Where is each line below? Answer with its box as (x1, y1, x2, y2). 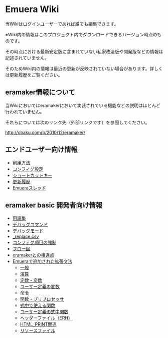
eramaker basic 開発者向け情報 (5, 200, 103, 210)
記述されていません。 (5, 54, 49, 61)
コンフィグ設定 (12, 166, 44, 172)
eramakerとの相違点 (12, 252, 54, 258)
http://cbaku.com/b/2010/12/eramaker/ (5, 129, 86, 136)
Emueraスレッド (12, 185, 47, 191)
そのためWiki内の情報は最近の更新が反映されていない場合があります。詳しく (5, 65, 163, 72)
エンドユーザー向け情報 (5, 145, 78, 154)
